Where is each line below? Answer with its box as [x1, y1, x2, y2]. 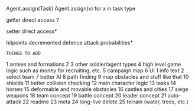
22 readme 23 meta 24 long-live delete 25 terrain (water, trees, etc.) [22, 98, 189, 105]
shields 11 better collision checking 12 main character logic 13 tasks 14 [6, 79, 176, 86]
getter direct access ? [6, 16, 59, 23]
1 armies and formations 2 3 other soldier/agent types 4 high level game [6, 61, 181, 68]
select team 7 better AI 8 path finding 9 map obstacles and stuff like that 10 [6, 73, 189, 80]
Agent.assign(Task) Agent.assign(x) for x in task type [6, 5, 136, 12]
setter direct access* [6, 28, 57, 35]
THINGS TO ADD [6, 51, 41, 56]
